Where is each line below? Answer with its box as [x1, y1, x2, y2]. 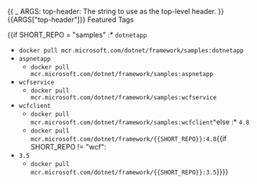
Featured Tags [87, 15, 134, 24]
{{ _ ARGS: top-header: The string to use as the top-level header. [7, 7, 217, 16]
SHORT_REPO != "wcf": [30, 143, 107, 151]
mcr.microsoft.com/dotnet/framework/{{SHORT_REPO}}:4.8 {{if [30, 134, 227, 143]
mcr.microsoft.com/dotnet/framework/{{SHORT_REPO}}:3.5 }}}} [30, 168, 229, 176]
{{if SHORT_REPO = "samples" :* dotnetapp [7, 31, 147, 39]
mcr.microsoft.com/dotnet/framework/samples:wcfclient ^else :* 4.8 [30, 117, 250, 126]
